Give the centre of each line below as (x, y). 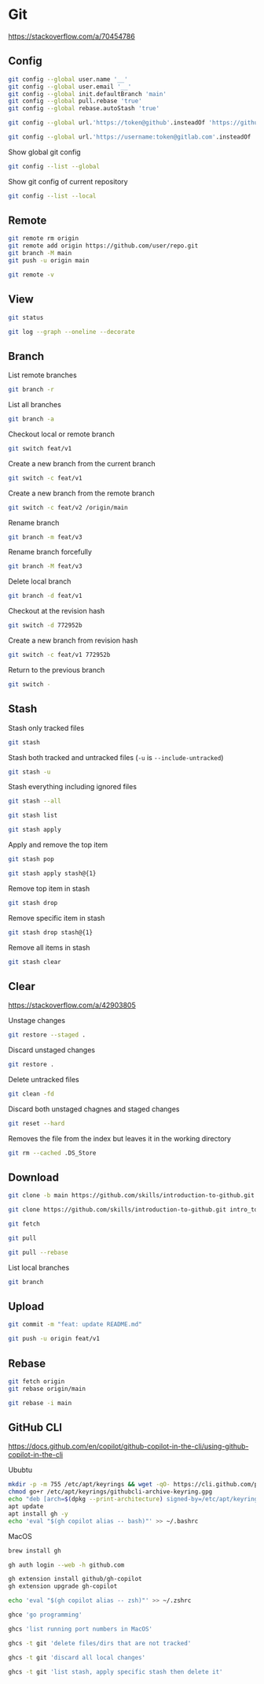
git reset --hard (37, 1123)
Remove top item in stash (49, 888)
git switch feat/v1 (40, 448)
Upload (26, 1306)
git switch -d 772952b (45, 625)
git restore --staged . (47, 1035)
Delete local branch (40, 581)
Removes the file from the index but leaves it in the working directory (120, 1138)
